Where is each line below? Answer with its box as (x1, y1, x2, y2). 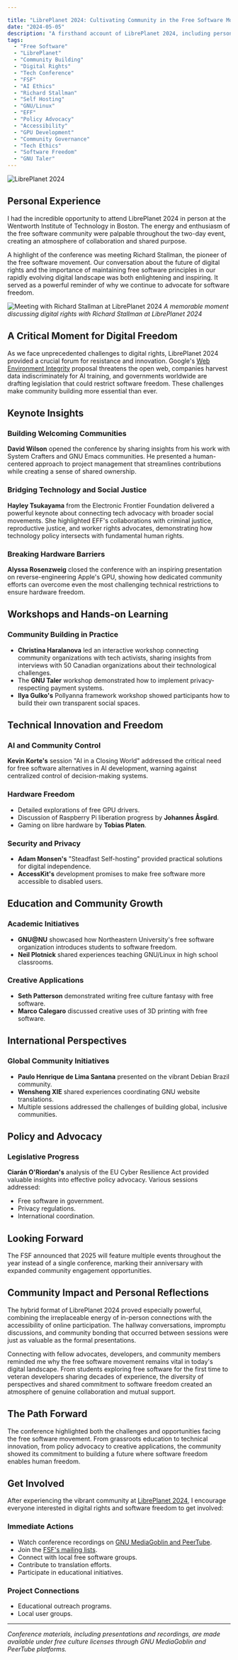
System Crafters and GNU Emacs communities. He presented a (7, 452, 192, 461)
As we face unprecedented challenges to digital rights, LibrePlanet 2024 (7, 349, 219, 357)
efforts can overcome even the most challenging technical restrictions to (7, 580, 220, 589)
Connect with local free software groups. (17, 1553, 137, 1561)
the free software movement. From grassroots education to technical (7, 1434, 208, 1443)
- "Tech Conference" (13, 69, 74, 77)
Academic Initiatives (7, 919, 80, 929)
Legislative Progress (7, 1152, 79, 1162)
